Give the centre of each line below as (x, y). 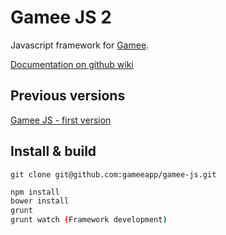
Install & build (53, 151)
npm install (35, 192)
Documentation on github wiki (72, 64)
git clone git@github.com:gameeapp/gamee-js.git (113, 174)
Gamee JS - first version (61, 120)
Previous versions (68, 96)
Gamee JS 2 (61, 17)
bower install (40, 201)
